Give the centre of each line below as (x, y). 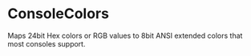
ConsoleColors (59, 14)
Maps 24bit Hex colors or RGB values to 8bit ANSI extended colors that (125, 35)
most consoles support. (47, 43)
